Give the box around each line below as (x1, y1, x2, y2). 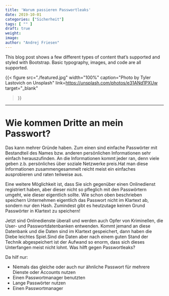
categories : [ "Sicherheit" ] (5, 17, 64, 22)
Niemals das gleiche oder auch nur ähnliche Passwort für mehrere (12, 264, 150, 270)
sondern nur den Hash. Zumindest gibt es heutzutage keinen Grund (5, 202, 145, 208)
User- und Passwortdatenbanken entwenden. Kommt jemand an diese (5, 223, 151, 229)
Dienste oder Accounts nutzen (12, 269, 76, 275)
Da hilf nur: (5, 254, 28, 260)
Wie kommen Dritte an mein (5, 117, 123, 128)
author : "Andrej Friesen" (5, 40, 59, 45)
